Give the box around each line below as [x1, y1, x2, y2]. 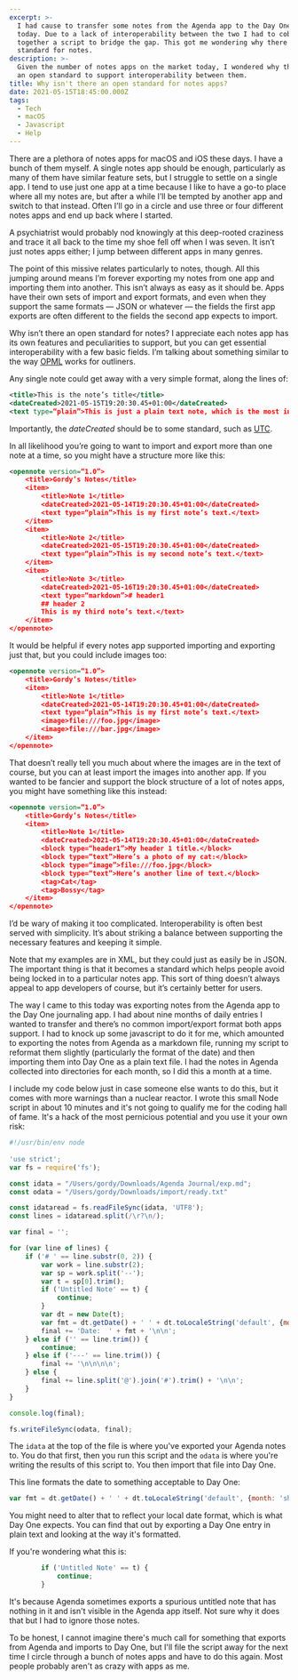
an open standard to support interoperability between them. [17, 71, 248, 80]
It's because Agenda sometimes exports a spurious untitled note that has [9, 1596, 277, 1606]
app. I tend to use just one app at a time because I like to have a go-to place [9, 181, 286, 192]
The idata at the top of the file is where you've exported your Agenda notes [9, 1441, 286, 1451]
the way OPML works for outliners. [9, 356, 136, 366]
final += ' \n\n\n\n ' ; [41, 1360, 122, 1369]
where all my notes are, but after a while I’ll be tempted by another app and [9, 190, 284, 201]
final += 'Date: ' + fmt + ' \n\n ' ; [41, 1326, 176, 1335]
